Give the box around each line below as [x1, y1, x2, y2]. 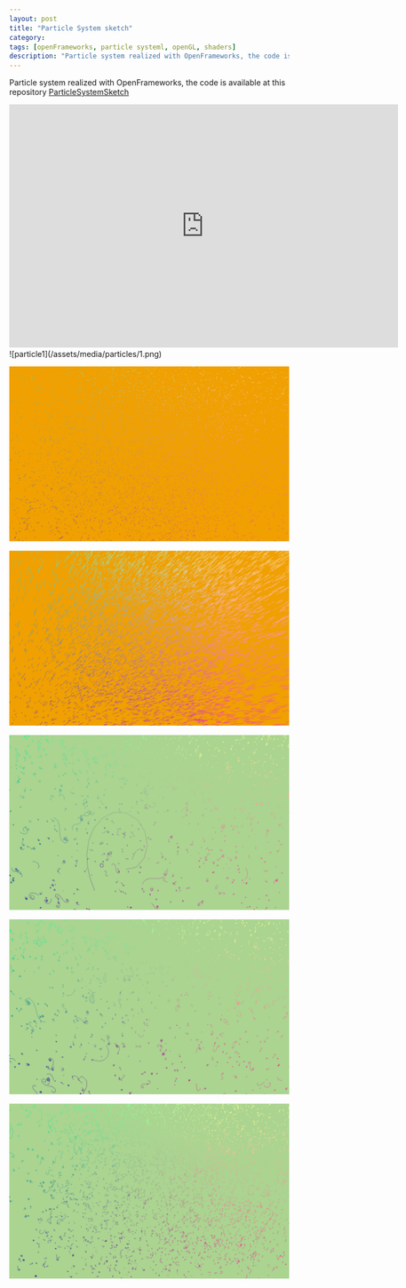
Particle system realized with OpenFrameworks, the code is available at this [9, 77, 286, 88]
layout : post [9, 14, 58, 23]
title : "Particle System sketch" [9, 23, 133, 33]
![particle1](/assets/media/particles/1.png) [9, 349, 163, 360]
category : [9, 33, 46, 42]
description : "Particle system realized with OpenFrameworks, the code [9, 52, 280, 61]
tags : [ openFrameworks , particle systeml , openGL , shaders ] [9, 43, 237, 52]
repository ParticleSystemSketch [9, 87, 130, 98]
